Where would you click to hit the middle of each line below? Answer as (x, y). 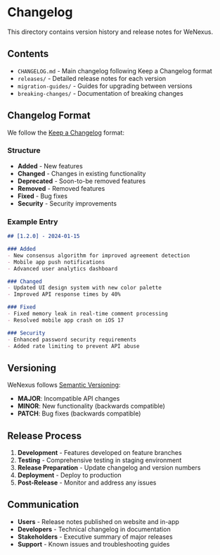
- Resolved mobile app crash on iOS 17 (66, 320)
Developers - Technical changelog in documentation (94, 529)
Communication (43, 505)
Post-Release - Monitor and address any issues (87, 482)
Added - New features (50, 166)
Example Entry (33, 221)
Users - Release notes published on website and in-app (98, 521)
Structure (24, 151)
